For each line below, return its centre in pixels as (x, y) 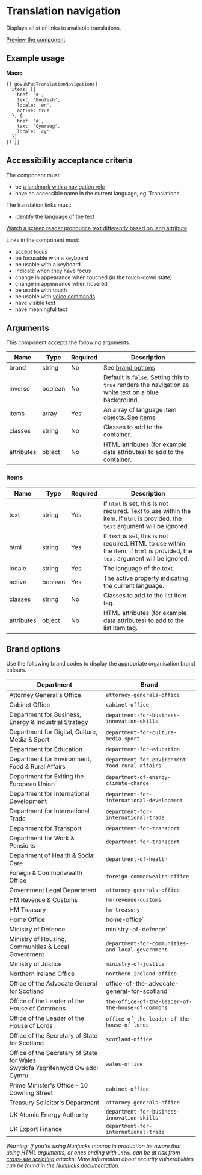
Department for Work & (42, 838)
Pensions (22, 846)
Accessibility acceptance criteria (70, 161)
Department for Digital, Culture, (54, 732)
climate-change (127, 783)
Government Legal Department (53, 890)
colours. (17, 670)
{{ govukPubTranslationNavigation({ (52, 84)
